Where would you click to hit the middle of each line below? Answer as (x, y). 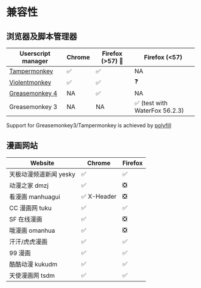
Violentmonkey (30, 82)
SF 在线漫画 (26, 219)
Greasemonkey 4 (33, 93)
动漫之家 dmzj (29, 185)
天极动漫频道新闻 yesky (42, 174)
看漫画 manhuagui (35, 197)
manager (35, 61)
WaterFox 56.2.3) (159, 110)
